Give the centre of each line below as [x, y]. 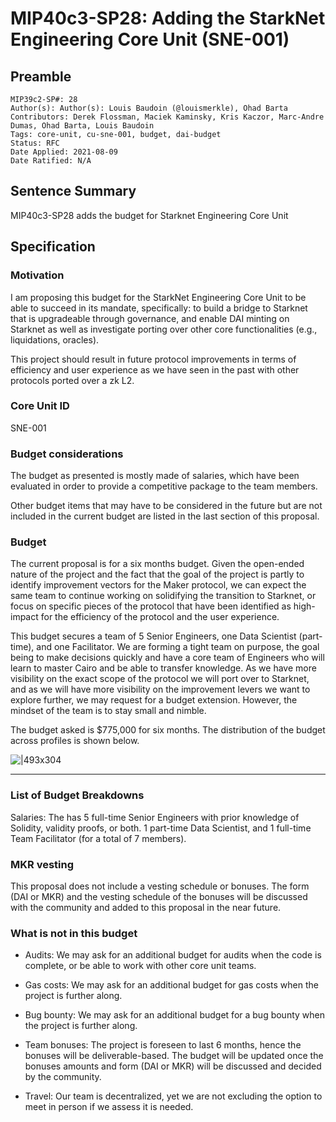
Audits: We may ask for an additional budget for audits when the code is [173, 955]
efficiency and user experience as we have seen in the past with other [155, 369]
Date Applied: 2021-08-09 [64, 152]
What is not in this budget [74, 933]
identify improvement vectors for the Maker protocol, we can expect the [158, 585]
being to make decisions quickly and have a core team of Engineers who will [167, 658]
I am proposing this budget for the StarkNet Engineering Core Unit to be [158, 297]
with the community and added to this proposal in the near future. [146, 907]
